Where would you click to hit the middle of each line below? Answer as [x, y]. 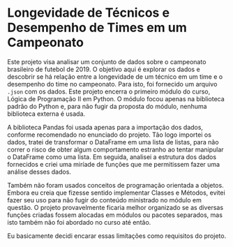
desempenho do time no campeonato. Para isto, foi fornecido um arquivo [112, 84]
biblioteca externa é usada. [46, 114]
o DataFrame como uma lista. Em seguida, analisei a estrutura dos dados [112, 157]
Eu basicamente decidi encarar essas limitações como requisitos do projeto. [117, 236]
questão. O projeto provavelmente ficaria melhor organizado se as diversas [115, 207]
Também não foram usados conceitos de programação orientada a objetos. [116, 185]
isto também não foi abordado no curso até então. [79, 222]
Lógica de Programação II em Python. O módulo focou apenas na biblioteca [116, 98]
